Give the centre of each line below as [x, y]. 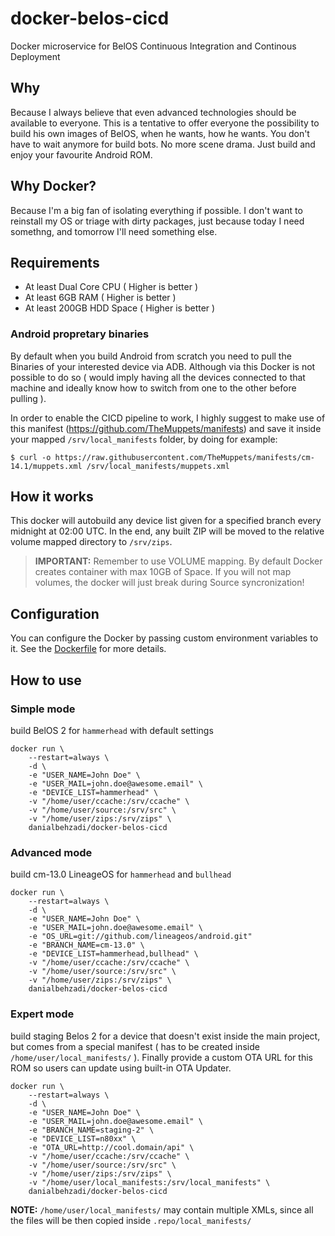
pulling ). [28, 398]
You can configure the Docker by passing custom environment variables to [164, 638]
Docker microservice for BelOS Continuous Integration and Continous [153, 46]
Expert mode [42, 1014]
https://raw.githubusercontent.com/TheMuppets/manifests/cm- [184, 457]
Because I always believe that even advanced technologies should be [153, 112]
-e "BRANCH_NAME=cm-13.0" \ [86, 945]
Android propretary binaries [80, 334]
